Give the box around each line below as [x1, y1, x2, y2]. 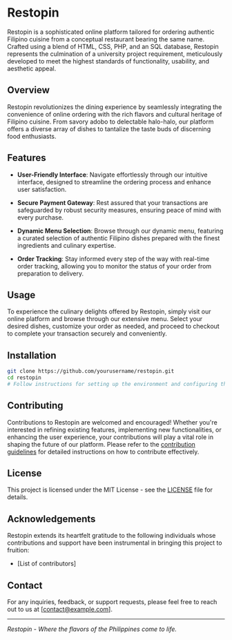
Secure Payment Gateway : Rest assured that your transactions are [17, 198, 209, 206]
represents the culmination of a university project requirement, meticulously [7, 50, 223, 58]
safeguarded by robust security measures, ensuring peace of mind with [17, 206, 222, 214]
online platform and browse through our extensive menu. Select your [7, 315, 203, 323]
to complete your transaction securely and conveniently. [7, 329, 167, 338]
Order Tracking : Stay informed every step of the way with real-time [17, 254, 210, 263]
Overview [7, 84, 50, 96]
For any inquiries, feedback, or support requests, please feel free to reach [7, 598, 217, 606]
